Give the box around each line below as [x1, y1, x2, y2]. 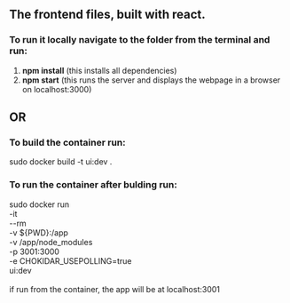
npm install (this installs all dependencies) [21, 65, 177, 76]
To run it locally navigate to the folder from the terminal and [9, 34, 270, 46]
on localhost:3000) [21, 84, 92, 94]
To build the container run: [9, 137, 126, 148]
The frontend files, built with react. [9, 7, 206, 22]
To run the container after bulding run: [9, 179, 177, 191]
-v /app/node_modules [9, 236, 93, 247]
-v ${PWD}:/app [9, 227, 69, 238]
